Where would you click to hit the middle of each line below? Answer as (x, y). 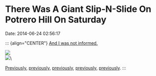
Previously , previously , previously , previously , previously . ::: (66, 68)
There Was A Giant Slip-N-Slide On (78, 9)
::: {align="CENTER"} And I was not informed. (52, 43)
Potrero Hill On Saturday (56, 20)
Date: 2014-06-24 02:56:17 (33, 33)
